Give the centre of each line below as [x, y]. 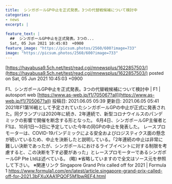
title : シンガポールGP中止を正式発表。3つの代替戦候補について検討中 [71, 10]
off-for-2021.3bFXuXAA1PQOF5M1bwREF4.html [56, 176]
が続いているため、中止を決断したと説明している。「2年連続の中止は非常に [84, 139]
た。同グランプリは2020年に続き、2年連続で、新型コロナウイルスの [77, 114]
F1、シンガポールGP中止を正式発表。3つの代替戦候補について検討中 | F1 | [83, 89]
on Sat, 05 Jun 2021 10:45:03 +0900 [44, 78]
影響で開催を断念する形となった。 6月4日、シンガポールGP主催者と [95, 120]
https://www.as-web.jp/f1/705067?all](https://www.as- [97, 95]
